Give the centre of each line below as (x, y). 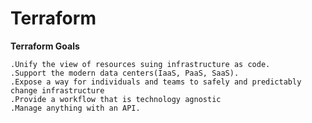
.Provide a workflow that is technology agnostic (116, 99)
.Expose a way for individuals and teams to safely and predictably (156, 82)
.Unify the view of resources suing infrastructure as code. (140, 64)
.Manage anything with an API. (75, 108)
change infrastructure (57, 90)
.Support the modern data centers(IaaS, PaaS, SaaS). (125, 73)
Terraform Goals (45, 46)
